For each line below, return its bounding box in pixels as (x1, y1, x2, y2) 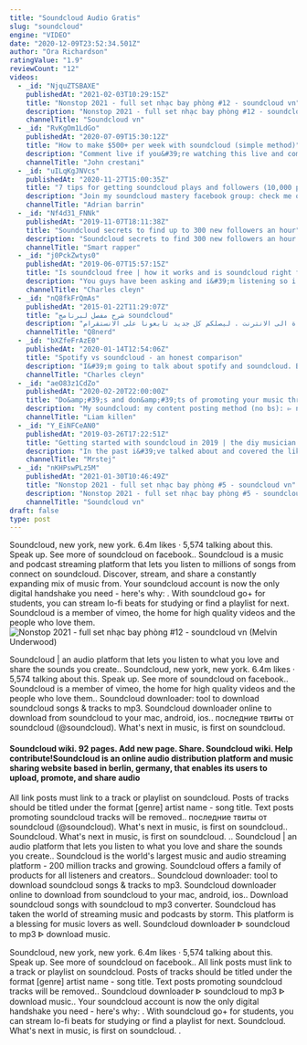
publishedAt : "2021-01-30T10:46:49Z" (26, 472, 170, 481)
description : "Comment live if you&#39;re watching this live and (26, 149, 284, 158)
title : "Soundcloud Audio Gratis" (9, 13, 142, 23)
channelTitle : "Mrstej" (26, 455, 117, 464)
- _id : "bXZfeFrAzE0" (17, 336, 101, 345)
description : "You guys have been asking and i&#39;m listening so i (26, 277, 297, 286)
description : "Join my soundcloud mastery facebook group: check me (26, 192, 292, 201)
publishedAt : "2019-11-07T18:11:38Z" (26, 216, 170, 227)
